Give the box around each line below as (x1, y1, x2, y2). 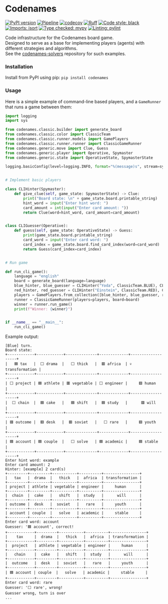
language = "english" (14, 274, 59, 279)
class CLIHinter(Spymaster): (5, 186, 66, 192)
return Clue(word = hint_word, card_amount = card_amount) (23, 210, 140, 215)
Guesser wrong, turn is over (5, 591, 66, 596)
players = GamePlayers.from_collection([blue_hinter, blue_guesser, (14, 292, 160, 297)
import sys (5, 118, 28, 123)
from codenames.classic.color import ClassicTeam (5, 132, 111, 137)
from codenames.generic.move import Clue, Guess (5, 146, 108, 151)
